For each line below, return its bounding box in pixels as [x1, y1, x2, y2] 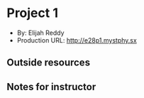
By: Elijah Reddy [16, 28, 65, 37]
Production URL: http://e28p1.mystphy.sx [16, 36, 138, 44]
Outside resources [6, 57, 90, 69]
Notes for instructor [6, 80, 96, 93]
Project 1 [6, 5, 58, 21]
